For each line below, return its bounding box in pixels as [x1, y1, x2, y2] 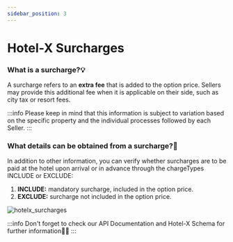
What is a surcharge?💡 [7, 65, 86, 74]
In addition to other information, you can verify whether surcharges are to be [7, 157, 227, 166]
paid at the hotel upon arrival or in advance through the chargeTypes [7, 164, 204, 172]
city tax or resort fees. [7, 95, 71, 104]
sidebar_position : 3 [7, 10, 67, 17]
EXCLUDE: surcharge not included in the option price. [17, 193, 172, 201]
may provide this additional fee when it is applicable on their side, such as [7, 88, 219, 97]
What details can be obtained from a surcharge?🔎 [7, 141, 178, 151]
